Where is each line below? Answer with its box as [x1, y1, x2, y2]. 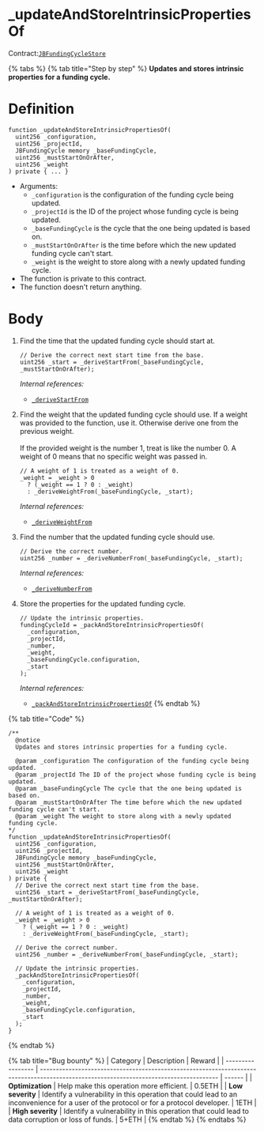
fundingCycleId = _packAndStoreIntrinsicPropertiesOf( [19, 621, 205, 629]
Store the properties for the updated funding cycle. [19, 598, 186, 608]
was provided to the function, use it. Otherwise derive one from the [19, 417, 239, 428]
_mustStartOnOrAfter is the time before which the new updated [31, 240, 236, 250]
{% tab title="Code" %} [8, 714, 85, 723]
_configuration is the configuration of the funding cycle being [31, 190, 234, 199]
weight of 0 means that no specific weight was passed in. [19, 451, 208, 461]
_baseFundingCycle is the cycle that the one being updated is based [31, 223, 251, 232]
